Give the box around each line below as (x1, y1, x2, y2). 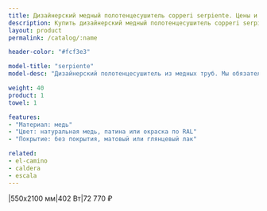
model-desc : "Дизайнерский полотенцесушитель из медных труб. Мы (8, 70, 229, 78)
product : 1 (8, 91, 44, 99)
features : (8, 113, 41, 121)
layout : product (8, 26, 62, 34)
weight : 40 (8, 84, 44, 92)
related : (8, 150, 37, 158)
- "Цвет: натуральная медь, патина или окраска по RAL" (8, 128, 197, 136)
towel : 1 (8, 98, 37, 107)
